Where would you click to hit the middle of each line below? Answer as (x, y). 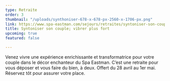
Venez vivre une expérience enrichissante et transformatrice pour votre (80, 57)
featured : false (22, 38)
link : (11, 24)
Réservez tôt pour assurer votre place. (45, 73)
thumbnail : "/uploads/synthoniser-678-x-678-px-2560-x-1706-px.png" (79, 19)
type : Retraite (21, 10)
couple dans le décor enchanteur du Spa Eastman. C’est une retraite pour (82, 62)
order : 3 (14, 15)
